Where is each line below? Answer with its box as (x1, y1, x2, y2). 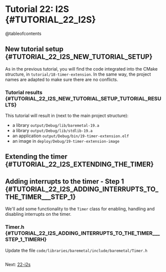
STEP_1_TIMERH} (5, 236, 47, 243)
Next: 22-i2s (5, 261, 31, 267)
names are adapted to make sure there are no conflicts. (5, 76, 118, 83)
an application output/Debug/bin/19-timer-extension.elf (12, 133, 129, 139)
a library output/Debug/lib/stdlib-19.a (12, 128, 93, 134)
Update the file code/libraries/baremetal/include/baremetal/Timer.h (5, 247, 148, 253)
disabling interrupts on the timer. (5, 211, 72, 217)
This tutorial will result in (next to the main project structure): (5, 113, 129, 119)
